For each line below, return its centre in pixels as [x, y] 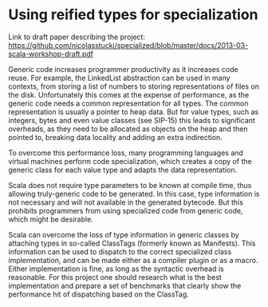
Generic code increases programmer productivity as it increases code [123, 69]
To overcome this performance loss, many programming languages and [126, 153]
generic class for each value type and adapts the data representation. [123, 169]
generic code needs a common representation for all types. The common [128, 103]
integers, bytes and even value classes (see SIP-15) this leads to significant [132, 120]
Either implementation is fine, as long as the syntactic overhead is [116, 269]
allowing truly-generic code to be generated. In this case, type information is [134, 193]
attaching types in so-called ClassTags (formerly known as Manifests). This [132, 243]
